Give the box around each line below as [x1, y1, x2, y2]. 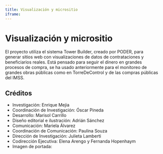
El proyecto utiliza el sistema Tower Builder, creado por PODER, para [5, 49, 143, 55]
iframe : [5, 12, 21, 17]
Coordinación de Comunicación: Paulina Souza [12, 128, 108, 134]
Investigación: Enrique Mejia [12, 102, 70, 108]
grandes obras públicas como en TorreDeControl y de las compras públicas [5, 69, 159, 76]
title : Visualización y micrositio [5, 7, 78, 12]
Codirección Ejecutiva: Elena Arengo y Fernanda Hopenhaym [12, 138, 136, 144]
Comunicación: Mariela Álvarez [12, 123, 76, 129]
